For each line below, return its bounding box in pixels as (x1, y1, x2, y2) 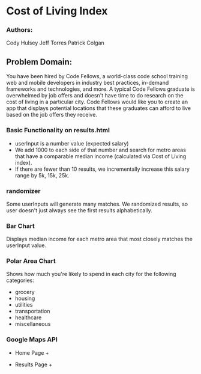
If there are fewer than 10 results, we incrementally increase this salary (14, 165, 190, 173)
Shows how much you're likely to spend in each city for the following (6, 271, 176, 278)
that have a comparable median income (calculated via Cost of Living (14, 152, 187, 160)
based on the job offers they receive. (6, 111, 98, 118)
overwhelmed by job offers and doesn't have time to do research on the (6, 92, 184, 99)
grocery (14, 289, 35, 296)
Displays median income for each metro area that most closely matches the (6, 236, 193, 243)
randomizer (6, 186, 41, 195)
